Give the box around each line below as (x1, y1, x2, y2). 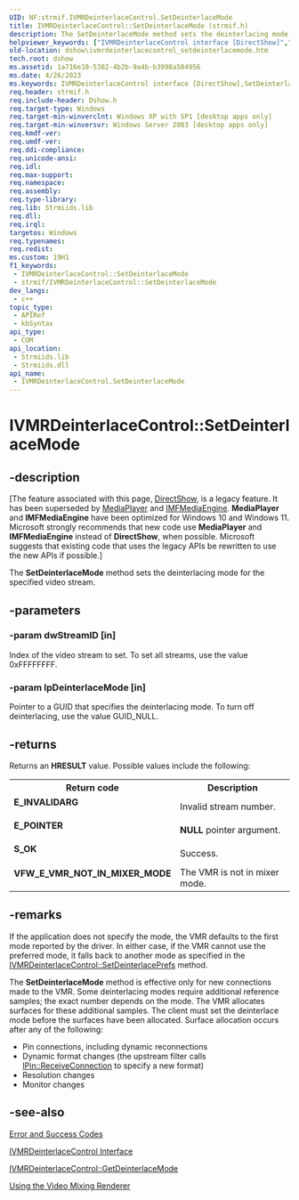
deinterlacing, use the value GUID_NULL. (9, 711, 158, 722)
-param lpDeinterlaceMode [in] (9, 681, 147, 693)
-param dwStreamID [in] (9, 629, 117, 642)
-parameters (9, 603, 81, 618)
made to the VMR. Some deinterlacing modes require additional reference (9, 985, 279, 997)
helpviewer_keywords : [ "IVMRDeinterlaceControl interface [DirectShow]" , (9, 37, 289, 47)
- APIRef (12, 311, 46, 320)
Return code (65, 781, 120, 793)
